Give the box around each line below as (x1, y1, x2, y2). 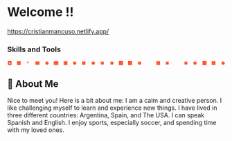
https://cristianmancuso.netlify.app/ (7, 27, 109, 35)
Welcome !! (7, 4, 74, 20)
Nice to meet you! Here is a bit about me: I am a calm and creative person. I (7, 97, 222, 105)
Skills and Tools (7, 44, 61, 54)
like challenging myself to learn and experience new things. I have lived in (7, 103, 217, 112)
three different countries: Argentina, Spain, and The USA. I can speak (7, 111, 205, 119)
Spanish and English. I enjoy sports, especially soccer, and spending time (7, 119, 217, 127)
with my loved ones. (7, 126, 64, 134)
